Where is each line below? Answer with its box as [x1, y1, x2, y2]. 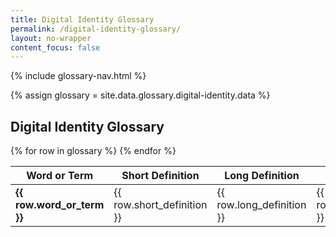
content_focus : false [10, 42, 101, 53]
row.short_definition [113, 198, 208, 212]
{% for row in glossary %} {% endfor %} [10, 145, 177, 157]
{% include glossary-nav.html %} [10, 70, 147, 82]
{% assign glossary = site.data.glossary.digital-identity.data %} [10, 89, 271, 101]
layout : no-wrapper [10, 33, 92, 43]
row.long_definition [216, 198, 307, 212]
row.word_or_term [15, 198, 105, 212]
